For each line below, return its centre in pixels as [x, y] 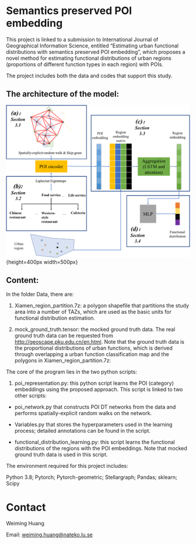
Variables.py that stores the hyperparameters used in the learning [93, 425]
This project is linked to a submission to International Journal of [82, 39]
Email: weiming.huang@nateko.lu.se [50, 535]
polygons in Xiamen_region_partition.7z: [63, 361]
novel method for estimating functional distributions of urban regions [89, 58]
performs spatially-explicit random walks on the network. [83, 413]
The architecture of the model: [63, 94]
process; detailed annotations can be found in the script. [82, 431]
